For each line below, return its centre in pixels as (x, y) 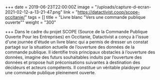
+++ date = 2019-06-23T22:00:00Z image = (49, 7)
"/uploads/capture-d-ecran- (123, 7)
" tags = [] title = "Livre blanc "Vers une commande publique (85, 17)
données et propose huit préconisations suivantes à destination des (73, 62)
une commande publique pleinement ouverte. (50, 73)
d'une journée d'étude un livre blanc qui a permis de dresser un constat (77, 42)
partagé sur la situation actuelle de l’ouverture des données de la (70, 47)
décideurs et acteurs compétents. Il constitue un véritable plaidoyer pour (78, 67)
